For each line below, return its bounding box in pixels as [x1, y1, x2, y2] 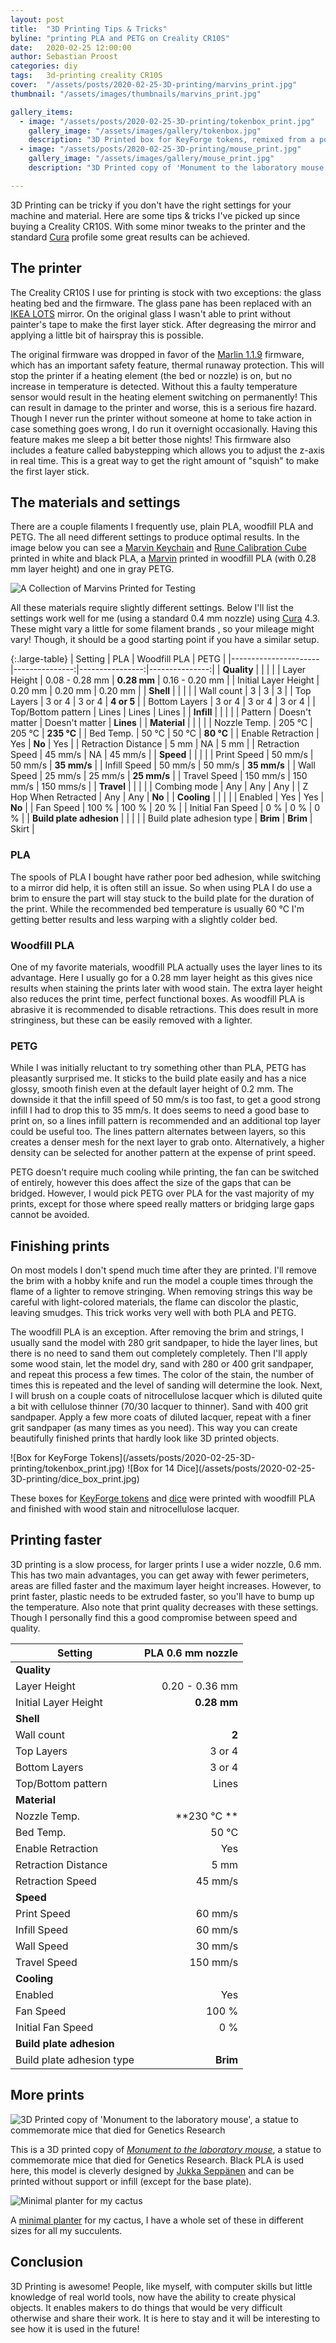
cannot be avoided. [10, 1209, 90, 1221]
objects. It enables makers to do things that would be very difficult [10, 2301, 283, 2313]
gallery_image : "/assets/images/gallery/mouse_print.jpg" [28, 154, 275, 164]
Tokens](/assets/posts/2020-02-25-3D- [89, 1452, 256, 1464]
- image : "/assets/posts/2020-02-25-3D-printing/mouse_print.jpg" [19, 144, 302, 155]
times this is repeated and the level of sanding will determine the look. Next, [10, 1379, 323, 1391]
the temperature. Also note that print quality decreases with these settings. [10, 1601, 319, 1613]
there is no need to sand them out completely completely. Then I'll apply [10, 1347, 308, 1360]
